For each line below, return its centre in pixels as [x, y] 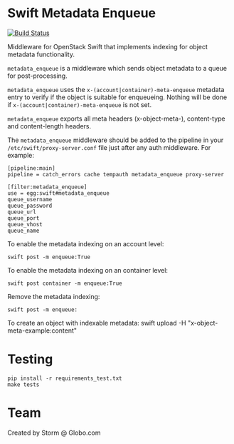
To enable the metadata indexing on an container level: [88, 270]
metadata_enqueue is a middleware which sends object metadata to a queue [117, 68]
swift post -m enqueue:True [49, 257]
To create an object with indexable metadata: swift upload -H [97, 323]
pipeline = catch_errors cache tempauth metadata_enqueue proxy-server [116, 174]
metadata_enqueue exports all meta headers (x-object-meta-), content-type [116, 118]
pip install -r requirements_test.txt [65, 378]
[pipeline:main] [31, 168]
